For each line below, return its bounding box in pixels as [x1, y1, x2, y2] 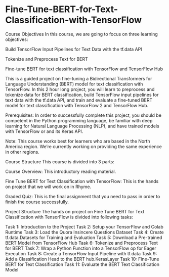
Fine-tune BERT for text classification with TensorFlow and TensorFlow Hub [5, 66, 163, 72]
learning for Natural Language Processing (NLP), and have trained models [5, 123, 159, 129]
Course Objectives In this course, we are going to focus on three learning [5, 31, 158, 37]
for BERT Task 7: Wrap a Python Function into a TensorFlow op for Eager [5, 245, 157, 251]
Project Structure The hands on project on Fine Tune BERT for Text [5, 208, 145, 214]
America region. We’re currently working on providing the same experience [5, 143, 162, 150]
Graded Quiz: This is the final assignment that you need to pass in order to [5, 193, 160, 199]
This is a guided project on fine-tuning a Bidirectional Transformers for [5, 75, 152, 81]
